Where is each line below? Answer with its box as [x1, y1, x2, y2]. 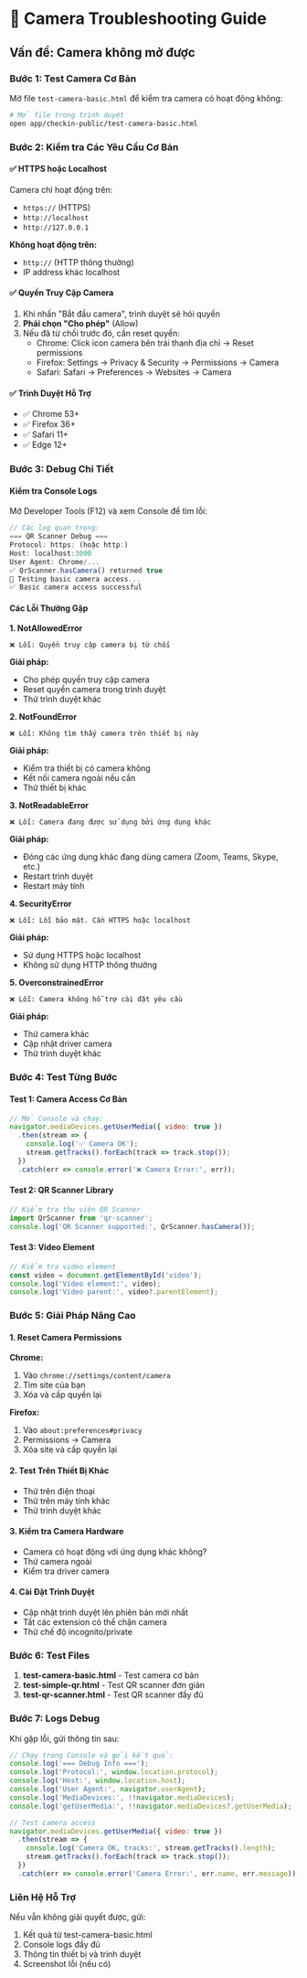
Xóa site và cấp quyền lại [22, 1444, 118, 1455]
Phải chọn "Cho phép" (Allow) [22, 317, 139, 328]
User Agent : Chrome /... [9, 557, 101, 566]
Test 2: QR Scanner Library [9, 1184, 114, 1196]
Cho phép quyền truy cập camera [22, 674, 150, 685]
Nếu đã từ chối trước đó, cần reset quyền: [22, 327, 180, 338]
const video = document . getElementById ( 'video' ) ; [9, 1270, 203, 1279]
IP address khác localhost [22, 266, 121, 277]
